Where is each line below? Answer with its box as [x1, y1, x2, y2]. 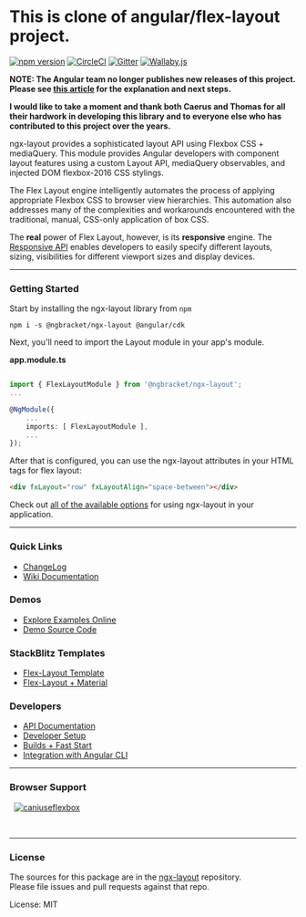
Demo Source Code [22, 623, 97, 635]
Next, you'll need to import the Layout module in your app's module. [9, 337, 265, 348]
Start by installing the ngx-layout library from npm [9, 303, 192, 314]
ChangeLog [22, 561, 67, 572]
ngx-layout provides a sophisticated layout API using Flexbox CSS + [9, 138, 264, 149]
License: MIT [9, 899, 58, 910]
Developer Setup [22, 730, 87, 741]
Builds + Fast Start [22, 740, 93, 751]
